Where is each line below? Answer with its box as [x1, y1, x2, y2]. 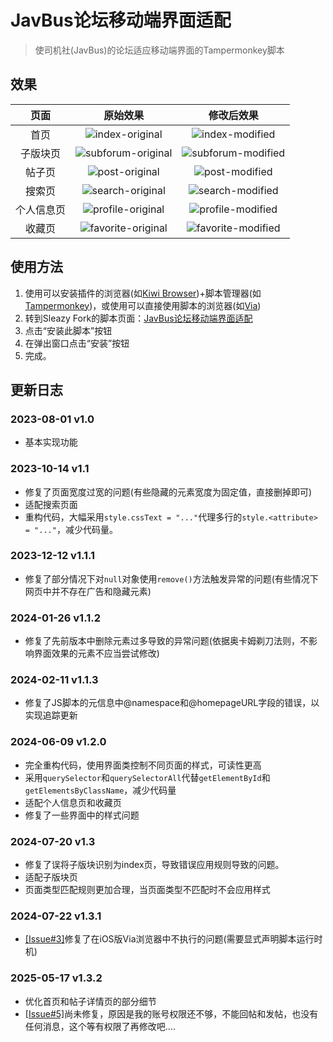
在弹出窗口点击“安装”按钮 [24, 337, 130, 349]
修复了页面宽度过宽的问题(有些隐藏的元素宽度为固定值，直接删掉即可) [24, 486, 313, 498]
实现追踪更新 [24, 709, 78, 721]
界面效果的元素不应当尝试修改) [33, 647, 160, 660]
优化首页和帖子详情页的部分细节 [24, 995, 157, 1007]
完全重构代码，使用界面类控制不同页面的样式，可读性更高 [24, 759, 262, 771]
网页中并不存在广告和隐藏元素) [24, 585, 152, 597]
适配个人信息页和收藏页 [24, 796, 122, 808]
